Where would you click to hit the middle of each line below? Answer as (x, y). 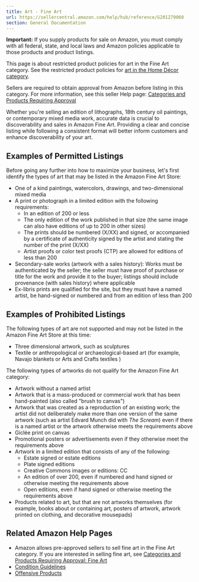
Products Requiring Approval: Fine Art (61, 560)
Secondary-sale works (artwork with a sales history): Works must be (98, 264)
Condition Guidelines (40, 567)
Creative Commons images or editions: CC (76, 471)
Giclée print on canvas (42, 432)
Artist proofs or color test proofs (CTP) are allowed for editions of (103, 251)
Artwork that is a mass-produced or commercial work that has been (97, 395)
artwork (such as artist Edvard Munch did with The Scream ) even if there (104, 420)
